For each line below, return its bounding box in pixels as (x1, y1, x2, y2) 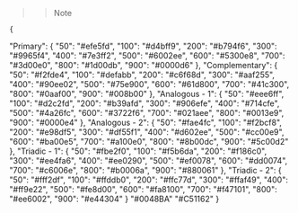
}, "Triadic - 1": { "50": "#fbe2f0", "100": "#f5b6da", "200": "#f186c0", (9, 146, 267, 156)
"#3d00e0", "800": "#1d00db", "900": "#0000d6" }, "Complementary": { (9, 60, 278, 70)
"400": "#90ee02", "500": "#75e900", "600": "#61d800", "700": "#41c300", (9, 79, 290, 89)
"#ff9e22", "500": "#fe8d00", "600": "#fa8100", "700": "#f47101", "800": (9, 184, 277, 194)
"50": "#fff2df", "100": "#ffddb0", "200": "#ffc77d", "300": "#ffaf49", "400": (9, 174, 289, 185)
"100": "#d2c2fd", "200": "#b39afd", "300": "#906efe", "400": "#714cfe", (9, 98, 280, 109)
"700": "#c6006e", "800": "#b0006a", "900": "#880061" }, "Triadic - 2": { (9, 165, 282, 175)
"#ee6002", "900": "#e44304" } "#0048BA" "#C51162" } (9, 193, 220, 204)
